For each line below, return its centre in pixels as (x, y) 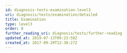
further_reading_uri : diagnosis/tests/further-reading (64, 33)
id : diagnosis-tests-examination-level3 (48, 10)
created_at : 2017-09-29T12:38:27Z (41, 43)
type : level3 (19, 24)
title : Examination (26, 19)
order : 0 (14, 29)
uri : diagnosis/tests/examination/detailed (51, 15)
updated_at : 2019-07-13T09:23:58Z (41, 38)
